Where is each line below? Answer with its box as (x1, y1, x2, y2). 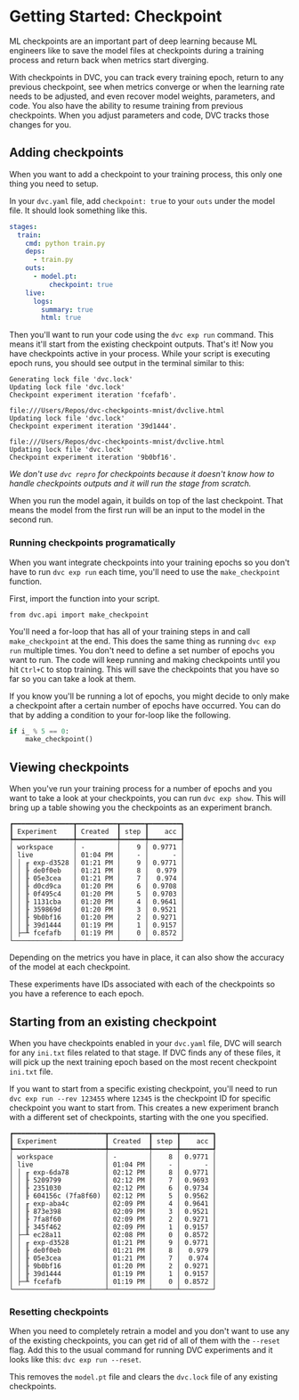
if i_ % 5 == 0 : (9, 726, 69, 736)
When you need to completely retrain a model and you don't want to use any (9, 1326, 290, 1337)
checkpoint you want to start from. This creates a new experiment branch (9, 1102, 279, 1113)
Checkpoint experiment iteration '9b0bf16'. (9, 453, 177, 463)
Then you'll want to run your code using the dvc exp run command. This (9, 330, 274, 340)
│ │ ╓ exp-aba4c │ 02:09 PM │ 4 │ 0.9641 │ (9, 1199, 217, 1208)
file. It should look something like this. (9, 205, 148, 216)
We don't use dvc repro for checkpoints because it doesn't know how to (9, 469, 275, 479)
